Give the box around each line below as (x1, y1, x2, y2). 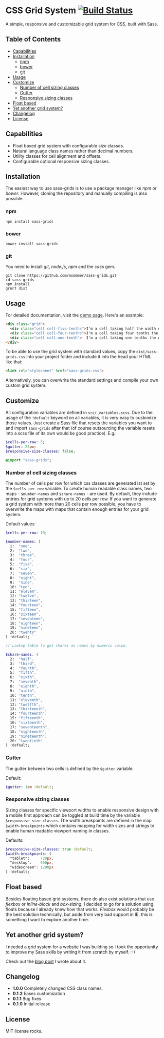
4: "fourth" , (10, 665, 38, 671)
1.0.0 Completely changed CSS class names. (12, 985, 103, 991)
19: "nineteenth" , (10, 734, 48, 739)
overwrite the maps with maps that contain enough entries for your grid (5, 506, 149, 512)
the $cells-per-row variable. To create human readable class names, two (5, 485, 152, 491)
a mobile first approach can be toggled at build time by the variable (5, 812, 140, 818)
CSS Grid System (5, 5, 76, 16)
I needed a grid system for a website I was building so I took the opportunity (5, 944, 158, 950)
